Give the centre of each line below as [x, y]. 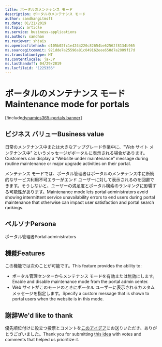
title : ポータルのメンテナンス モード [39, 9]
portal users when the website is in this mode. [58, 299]
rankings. [14, 207]
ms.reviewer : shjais [26, 41]
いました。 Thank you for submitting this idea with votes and [81, 334]
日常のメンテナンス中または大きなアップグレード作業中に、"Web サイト [77, 147]
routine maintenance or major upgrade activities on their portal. [68, 164]
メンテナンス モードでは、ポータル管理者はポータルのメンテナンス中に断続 [80, 173]
